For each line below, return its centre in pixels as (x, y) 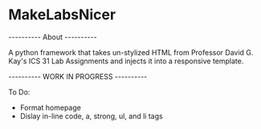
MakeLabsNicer (62, 15)
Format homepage (51, 107)
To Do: (19, 92)
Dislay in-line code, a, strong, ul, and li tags (91, 116)
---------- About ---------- (53, 37)
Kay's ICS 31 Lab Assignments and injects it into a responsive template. (126, 61)
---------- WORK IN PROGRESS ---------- (78, 76)
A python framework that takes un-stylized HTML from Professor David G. (131, 52)
